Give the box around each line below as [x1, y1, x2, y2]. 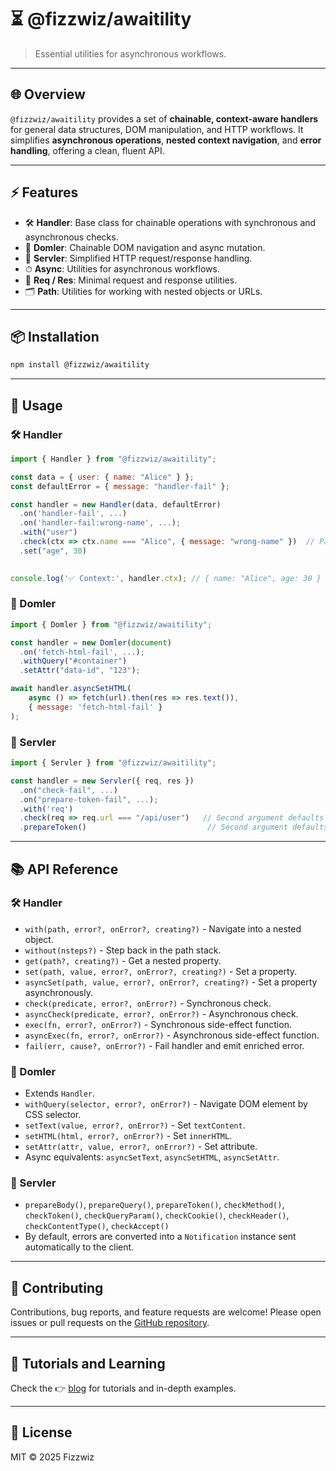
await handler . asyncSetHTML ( [10, 684, 132, 694]
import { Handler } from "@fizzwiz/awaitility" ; [10, 454, 217, 464]
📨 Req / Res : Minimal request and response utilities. [24, 274, 238, 286]
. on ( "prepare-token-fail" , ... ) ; [19, 794, 159, 805]
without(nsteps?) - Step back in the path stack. [24, 944, 222, 956]
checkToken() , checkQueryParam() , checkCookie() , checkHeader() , [24, 1209, 290, 1221]
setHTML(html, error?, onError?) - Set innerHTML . [24, 1130, 233, 1142]
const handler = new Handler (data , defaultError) [10, 499, 222, 510]
